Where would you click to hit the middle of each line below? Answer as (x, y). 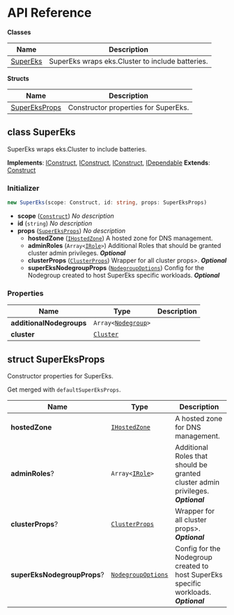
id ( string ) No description (55, 223)
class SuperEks (41, 132)
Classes (19, 32)
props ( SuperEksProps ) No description (71, 230)
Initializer (23, 188)
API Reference (49, 13)
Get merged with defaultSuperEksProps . (64, 390)
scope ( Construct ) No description (66, 216)
